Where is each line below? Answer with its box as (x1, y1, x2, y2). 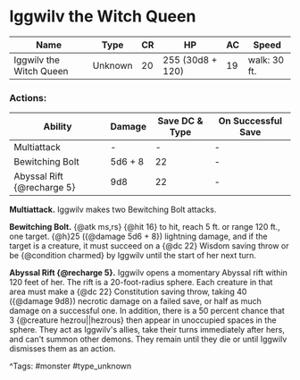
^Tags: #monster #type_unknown (9, 360, 132, 372)
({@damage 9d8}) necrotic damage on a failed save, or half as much (9, 296, 262, 307)
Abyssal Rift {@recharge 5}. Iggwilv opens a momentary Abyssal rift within (9, 267, 288, 278)
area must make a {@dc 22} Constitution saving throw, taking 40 (9, 286, 247, 297)
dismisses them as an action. (9, 343, 116, 354)
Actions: (9, 91, 47, 104)
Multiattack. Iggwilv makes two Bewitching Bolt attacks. (9, 204, 217, 215)
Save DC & (157, 114, 204, 127)
